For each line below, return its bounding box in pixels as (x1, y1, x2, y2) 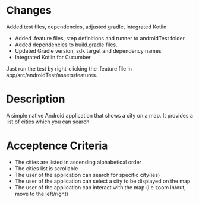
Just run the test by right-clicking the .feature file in (6, 65, 132, 72)
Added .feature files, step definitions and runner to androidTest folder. (14, 34, 186, 42)
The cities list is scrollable (14, 164, 78, 172)
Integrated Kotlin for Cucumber (14, 53, 91, 61)
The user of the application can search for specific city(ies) (14, 171, 160, 178)
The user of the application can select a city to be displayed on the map (14, 177, 191, 185)
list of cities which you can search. (6, 118, 91, 125)
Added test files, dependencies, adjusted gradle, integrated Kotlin (6, 23, 167, 30)
